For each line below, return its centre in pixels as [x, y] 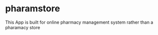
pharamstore [33, 9]
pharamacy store [23, 27]
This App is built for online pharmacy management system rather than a [79, 22]
